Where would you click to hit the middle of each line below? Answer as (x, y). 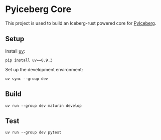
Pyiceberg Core (38, 9)
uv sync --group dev (27, 79)
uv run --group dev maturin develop (43, 106)
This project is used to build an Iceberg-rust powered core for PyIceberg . (81, 23)
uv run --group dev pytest (33, 132)
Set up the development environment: (44, 69)
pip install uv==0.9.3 (29, 60)
